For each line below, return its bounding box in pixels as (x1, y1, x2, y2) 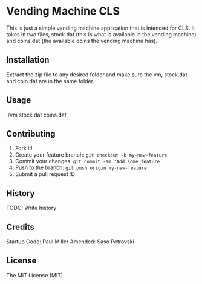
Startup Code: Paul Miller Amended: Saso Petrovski (6, 238, 134, 245)
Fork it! (15, 144, 33, 152)
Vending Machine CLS (6, 4, 120, 18)
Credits (6, 221, 35, 232)
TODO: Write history (6, 205, 57, 212)
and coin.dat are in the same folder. (6, 77, 95, 84)
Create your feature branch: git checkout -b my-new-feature (15, 151, 168, 158)
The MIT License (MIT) (6, 271, 64, 279)
